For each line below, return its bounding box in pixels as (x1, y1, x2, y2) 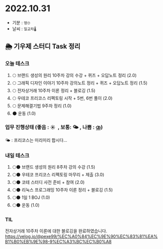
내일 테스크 (5, 152, 30, 159)
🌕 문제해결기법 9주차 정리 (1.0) (12, 103, 72, 109)
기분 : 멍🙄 (12, 19, 30, 25)
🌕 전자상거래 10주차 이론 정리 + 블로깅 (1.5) (12, 87, 96, 93)
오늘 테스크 (5, 60, 30, 67)
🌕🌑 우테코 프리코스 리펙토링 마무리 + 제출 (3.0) (12, 172, 104, 178)
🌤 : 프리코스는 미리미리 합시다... (5, 137, 67, 143)
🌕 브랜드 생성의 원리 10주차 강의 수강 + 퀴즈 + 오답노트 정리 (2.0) (12, 72, 137, 78)
